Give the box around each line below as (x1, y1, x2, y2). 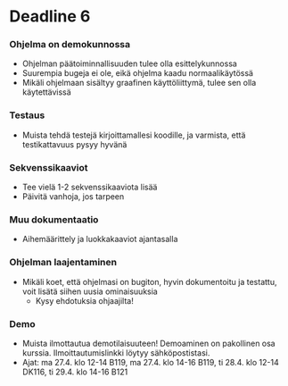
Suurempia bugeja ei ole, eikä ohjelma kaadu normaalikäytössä (21, 68, 254, 79)
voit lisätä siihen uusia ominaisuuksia (21, 286, 158, 297)
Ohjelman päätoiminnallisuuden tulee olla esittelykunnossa (21, 58, 238, 69)
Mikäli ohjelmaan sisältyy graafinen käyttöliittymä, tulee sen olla (21, 78, 257, 88)
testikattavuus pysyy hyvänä (21, 138, 128, 149)
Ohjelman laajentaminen (9, 256, 118, 269)
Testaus (9, 109, 45, 122)
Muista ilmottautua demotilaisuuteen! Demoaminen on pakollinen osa (21, 338, 276, 348)
